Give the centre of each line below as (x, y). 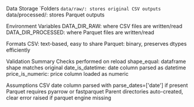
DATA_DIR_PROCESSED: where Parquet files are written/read (80, 32)
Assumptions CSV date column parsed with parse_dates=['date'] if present (97, 85)
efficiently (18, 50)
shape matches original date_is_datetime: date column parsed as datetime (96, 68)
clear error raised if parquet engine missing (59, 98)
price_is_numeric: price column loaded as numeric (67, 74)
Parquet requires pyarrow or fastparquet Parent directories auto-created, (95, 91)
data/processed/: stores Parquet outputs (55, 15)
